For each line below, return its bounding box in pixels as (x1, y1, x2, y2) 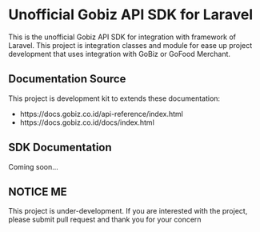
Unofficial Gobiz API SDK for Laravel (8, 6, 254, 24)
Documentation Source (8, 72, 126, 86)
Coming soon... (8, 162, 58, 171)
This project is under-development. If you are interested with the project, (8, 206, 248, 216)
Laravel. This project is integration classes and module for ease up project (8, 40, 253, 50)
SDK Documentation (8, 141, 112, 154)
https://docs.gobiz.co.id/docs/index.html (19, 118, 154, 127)
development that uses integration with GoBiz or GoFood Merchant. (8, 49, 230, 58)
